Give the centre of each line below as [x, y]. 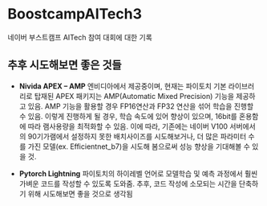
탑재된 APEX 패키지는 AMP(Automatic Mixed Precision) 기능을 [134, 96]
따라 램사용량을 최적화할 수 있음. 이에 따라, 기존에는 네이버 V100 [128, 126]
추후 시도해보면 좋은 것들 [65, 65]
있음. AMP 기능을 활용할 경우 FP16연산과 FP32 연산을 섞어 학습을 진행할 [141, 106]
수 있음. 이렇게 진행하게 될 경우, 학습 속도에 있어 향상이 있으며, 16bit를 [128, 116]
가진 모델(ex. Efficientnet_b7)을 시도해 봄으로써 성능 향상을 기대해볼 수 [139, 146]
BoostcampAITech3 [75, 14]
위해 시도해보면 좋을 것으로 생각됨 [80, 193]
